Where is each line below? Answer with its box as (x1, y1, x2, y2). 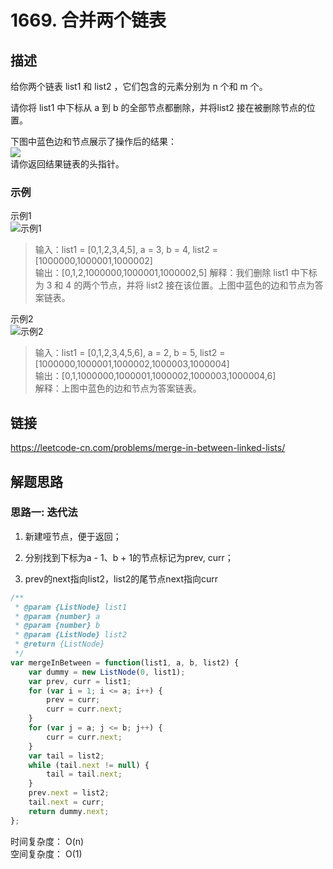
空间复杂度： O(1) (10, 847, 83, 860)
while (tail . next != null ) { (28, 760, 150, 770)
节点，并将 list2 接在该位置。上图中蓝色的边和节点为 (99, 279, 315, 291)
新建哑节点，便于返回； (24, 530, 122, 542)
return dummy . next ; (28, 806, 110, 816)
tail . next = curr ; (28, 797, 105, 808)
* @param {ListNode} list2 (14, 630, 128, 640)
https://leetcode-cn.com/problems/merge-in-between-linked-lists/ (10, 442, 286, 454)
